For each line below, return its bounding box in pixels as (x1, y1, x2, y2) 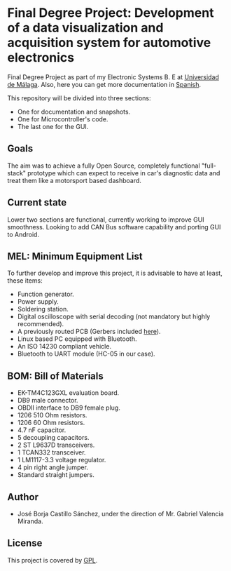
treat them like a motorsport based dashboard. (7, 176, 142, 184)
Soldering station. (17, 305, 69, 314)
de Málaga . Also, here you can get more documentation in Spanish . (7, 80, 202, 88)
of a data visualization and (7, 20, 164, 36)
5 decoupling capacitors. (17, 434, 90, 442)
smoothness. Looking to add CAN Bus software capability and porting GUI (7, 222, 221, 231)
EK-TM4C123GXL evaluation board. (17, 389, 120, 397)
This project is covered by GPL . (7, 556, 98, 564)
